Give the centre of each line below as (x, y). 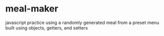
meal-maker (32, 9)
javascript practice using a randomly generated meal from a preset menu (82, 22)
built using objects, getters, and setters (47, 27)
